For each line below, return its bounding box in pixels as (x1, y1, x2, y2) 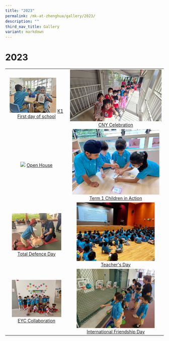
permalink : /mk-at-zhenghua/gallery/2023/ (5, 13, 96, 19)
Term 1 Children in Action (89, 195, 142, 201)
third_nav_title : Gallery (5, 24, 59, 29)
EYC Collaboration (17, 317, 55, 323)
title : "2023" (5, 8, 35, 13)
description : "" (5, 19, 39, 24)
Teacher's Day (100, 261, 131, 267)
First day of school (17, 113, 56, 119)
